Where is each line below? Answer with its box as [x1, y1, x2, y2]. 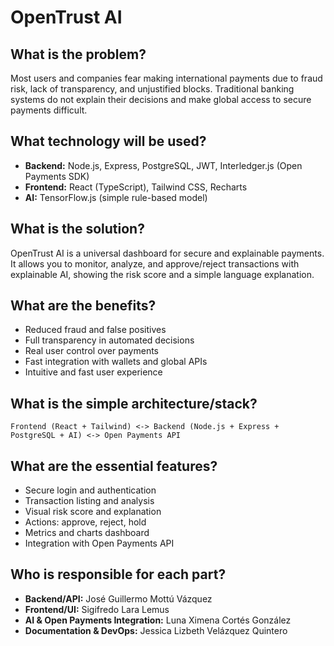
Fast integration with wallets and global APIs [24, 356, 208, 368]
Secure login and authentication [24, 484, 157, 496]
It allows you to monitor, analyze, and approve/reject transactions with [10, 257, 300, 270]
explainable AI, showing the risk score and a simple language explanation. [10, 268, 315, 280]
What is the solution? [10, 221, 145, 238]
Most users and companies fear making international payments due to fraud [10, 72, 323, 84]
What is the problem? [10, 46, 147, 63]
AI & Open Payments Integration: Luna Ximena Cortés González [24, 614, 292, 626]
